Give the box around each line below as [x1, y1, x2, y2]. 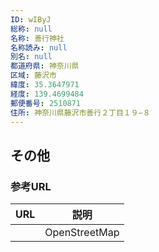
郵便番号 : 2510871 [10, 98, 82, 108]
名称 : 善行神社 [10, 33, 65, 43]
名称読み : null [10, 42, 68, 53]
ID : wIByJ [10, 14, 52, 25]
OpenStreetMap [44, 226, 120, 240]
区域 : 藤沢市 [10, 71, 57, 81]
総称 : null [10, 24, 53, 34]
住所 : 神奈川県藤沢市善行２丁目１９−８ [10, 107, 151, 118]
